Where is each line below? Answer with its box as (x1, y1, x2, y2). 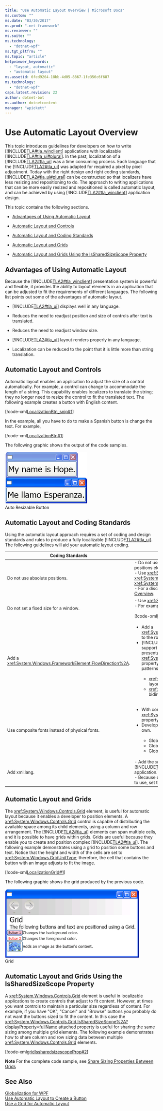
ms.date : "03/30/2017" (5, 18, 51, 23)
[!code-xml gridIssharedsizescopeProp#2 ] (5, 1049, 89, 1055)
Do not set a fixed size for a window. (7, 605, 80, 611)
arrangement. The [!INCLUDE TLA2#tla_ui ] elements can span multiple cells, (5, 829, 157, 834)
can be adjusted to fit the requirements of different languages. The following (5, 289, 158, 295)
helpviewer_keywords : (5, 59, 49, 64)
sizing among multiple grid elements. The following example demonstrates (5, 1029, 154, 1035)
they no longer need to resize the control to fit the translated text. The (5, 394, 145, 400)
